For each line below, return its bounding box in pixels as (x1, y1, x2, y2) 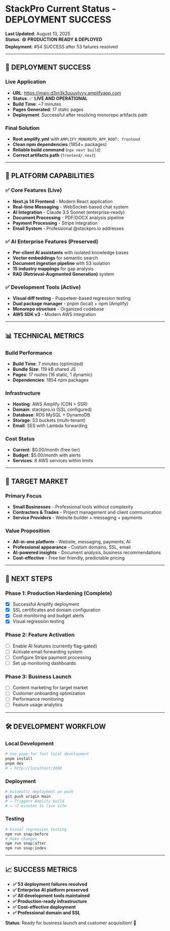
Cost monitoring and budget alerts (12, 612, 84, 619)
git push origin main (5, 794, 51, 799)
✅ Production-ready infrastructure (12, 898, 88, 904)
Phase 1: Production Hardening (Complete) (5, 590, 112, 597)
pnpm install (5, 756, 33, 762)
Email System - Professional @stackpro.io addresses (12, 225, 124, 231)
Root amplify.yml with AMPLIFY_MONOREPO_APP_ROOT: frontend (12, 135, 140, 142)
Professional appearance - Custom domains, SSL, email (12, 544, 131, 550)
